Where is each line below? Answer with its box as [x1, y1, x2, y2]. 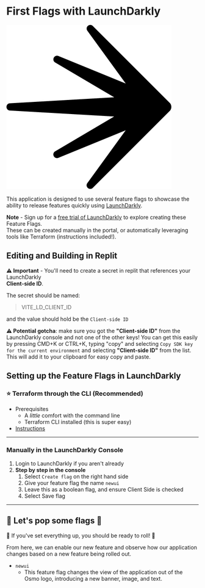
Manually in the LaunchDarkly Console [6, 446, 124, 454]
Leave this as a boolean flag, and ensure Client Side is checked [24, 486, 184, 493]
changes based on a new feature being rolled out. [6, 550, 132, 558]
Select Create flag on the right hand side [24, 473, 129, 480]
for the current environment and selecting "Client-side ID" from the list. [6, 346, 192, 354]
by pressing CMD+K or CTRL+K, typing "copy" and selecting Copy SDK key [6, 340, 193, 347]
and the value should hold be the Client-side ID [6, 315, 129, 323]
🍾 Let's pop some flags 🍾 [6, 515, 103, 526]
